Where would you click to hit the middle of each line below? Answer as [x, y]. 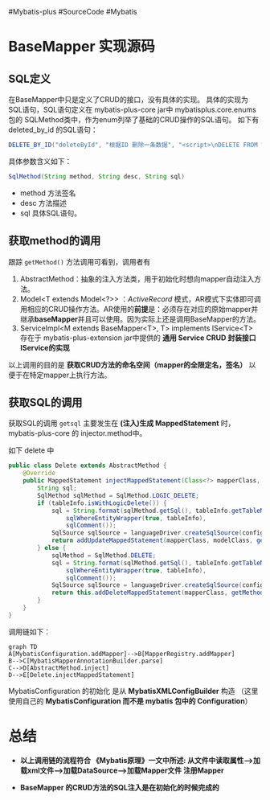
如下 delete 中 [31, 450]
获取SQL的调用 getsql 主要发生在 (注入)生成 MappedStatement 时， [122, 423]
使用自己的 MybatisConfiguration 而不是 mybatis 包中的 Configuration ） [130, 701]
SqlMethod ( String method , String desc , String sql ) [96, 176]
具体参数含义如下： [40, 161]
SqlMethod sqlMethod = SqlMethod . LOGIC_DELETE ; [118, 495]
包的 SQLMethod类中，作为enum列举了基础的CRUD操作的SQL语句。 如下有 [134, 119]
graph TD [23, 646]
